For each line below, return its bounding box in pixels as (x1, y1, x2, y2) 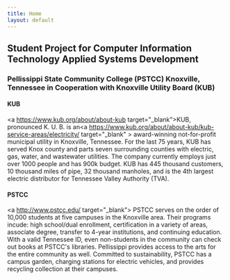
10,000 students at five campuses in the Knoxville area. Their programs (7, 213, 211, 222)
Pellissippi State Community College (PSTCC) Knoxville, (7, 74, 200, 83)
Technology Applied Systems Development (7, 53, 199, 65)
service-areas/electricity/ (7, 130, 80, 139)
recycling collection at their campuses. (7, 265, 118, 273)
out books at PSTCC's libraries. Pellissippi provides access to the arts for (7, 242, 217, 251)
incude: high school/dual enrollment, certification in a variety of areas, (7, 220, 208, 229)
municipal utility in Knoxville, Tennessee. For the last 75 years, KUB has (7, 138, 211, 146)
